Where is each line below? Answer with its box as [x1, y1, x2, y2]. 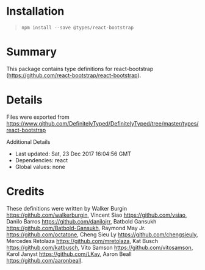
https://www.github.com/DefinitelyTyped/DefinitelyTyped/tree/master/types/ [6, 119, 199, 127]
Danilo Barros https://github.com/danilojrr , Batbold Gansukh [6, 217, 157, 225]
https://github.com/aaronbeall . [6, 257, 83, 264]
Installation [6, 4, 65, 18]
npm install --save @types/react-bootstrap [21, 24, 134, 31]
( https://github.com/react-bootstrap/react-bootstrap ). [6, 72, 142, 79]
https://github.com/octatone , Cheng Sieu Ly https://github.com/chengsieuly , [6, 231, 198, 238]
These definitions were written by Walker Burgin [6, 204, 127, 212]
